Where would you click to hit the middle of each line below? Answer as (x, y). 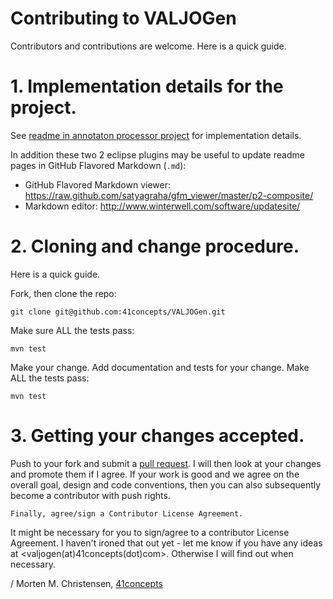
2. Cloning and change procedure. (155, 246)
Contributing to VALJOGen (123, 18)
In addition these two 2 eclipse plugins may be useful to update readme (157, 154)
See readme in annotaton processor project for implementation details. (156, 135)
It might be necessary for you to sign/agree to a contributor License (150, 532)
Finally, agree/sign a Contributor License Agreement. (127, 513)
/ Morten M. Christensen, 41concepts (87, 583)
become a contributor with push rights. (90, 495)
